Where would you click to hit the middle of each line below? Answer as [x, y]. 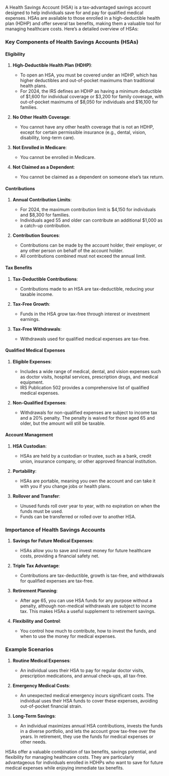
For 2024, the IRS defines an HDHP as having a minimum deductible [91, 91]
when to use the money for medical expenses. [68, 636]
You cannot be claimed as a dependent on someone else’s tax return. [92, 177]
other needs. [33, 742]
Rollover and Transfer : [36, 496]
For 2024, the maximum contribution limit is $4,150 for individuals [88, 210]
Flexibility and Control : [37, 621]
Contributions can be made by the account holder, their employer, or [91, 246]
